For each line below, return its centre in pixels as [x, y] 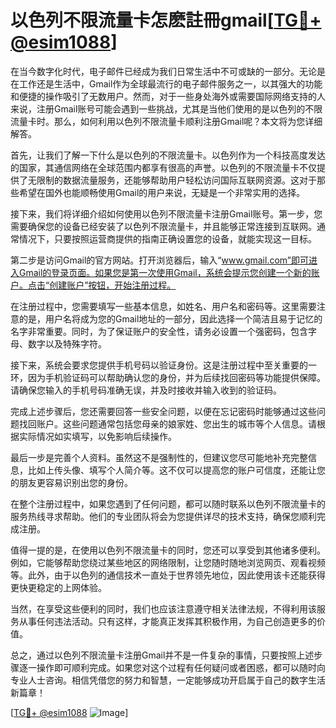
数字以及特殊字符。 [67, 343]
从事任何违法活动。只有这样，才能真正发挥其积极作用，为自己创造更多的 [167, 621]
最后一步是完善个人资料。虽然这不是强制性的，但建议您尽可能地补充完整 [159, 457]
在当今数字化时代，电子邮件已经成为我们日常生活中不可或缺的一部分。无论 [163, 71]
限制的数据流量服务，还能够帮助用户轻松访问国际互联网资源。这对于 [176, 180]
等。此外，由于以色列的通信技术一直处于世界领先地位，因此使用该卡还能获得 [168, 575]
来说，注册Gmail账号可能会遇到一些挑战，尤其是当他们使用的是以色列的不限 [166, 108]
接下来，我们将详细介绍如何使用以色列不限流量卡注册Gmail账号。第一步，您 [166, 213]
